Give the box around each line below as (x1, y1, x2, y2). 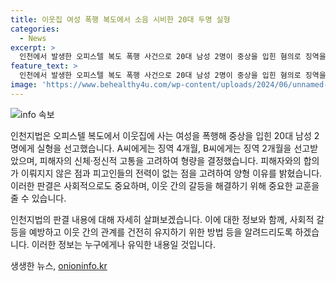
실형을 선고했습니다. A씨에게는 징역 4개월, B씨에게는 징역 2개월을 (36, 142, 292, 154)
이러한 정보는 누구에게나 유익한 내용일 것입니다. (31, 238, 216, 250)
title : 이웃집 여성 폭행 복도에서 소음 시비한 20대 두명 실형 (10, 14, 231, 25)
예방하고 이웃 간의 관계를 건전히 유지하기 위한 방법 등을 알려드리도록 (28, 226, 293, 238)
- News (19, 33, 47, 43)
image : (10, 80, 38, 90)
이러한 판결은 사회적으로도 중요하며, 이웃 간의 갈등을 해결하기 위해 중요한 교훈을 (10, 179, 320, 191)
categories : (10, 24, 60, 34)
